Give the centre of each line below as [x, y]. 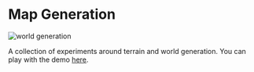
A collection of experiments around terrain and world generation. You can [127, 51]
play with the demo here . [48, 59]
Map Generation [62, 14]
